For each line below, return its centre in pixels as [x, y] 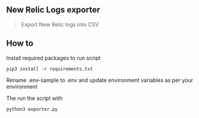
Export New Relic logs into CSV [60, 24]
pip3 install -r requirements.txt [50, 69]
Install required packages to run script [53, 58]
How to [20, 44]
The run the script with [35, 98]
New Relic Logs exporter [53, 10]
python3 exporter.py [32, 109]
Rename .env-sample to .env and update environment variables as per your [100, 80]
